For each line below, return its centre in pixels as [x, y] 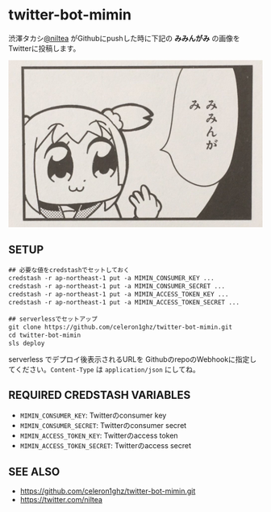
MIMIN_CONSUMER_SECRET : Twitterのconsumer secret [103, 426]
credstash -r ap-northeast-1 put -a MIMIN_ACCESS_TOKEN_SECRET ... [124, 302]
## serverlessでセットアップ [53, 319]
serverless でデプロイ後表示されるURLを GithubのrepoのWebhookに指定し [133, 359]
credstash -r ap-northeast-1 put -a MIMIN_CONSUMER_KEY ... [112, 278]
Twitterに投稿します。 [44, 48]
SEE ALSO [34, 471]
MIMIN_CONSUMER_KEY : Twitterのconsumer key [93, 415]
